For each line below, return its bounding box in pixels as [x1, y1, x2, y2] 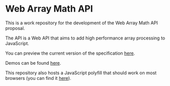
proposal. [5, 25, 25, 31]
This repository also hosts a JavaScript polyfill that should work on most [5, 69, 157, 76]
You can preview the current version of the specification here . [5, 50, 135, 56]
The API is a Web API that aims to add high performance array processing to [5, 35, 165, 41]
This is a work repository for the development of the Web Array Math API [5, 20, 158, 26]
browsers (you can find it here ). [5, 75, 71, 81]
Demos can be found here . [5, 60, 62, 66]
